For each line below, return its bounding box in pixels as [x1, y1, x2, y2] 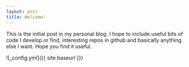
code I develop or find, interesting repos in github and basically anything [6, 36, 182, 43]
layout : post [6, 8, 38, 15]
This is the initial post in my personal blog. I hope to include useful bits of [6, 30, 184, 37]
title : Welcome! [6, 14, 46, 20]
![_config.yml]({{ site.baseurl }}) [6, 54, 84, 61]
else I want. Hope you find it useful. [6, 42, 92, 50]
